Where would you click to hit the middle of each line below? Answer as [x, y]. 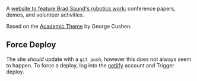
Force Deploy [31, 45]
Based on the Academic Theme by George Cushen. [69, 26]
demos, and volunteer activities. [45, 15]
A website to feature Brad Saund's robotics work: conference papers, [91, 9]
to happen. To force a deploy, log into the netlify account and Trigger [90, 65]
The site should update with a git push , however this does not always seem [99, 59]
